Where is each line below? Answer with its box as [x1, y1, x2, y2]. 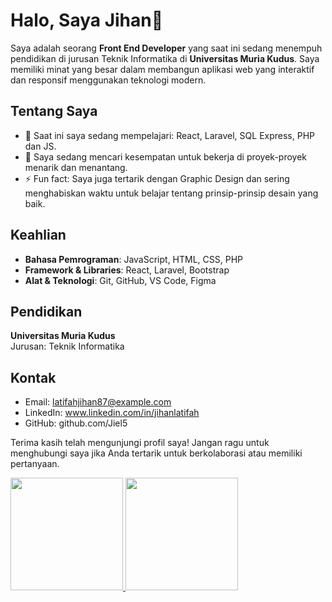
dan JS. [24, 140, 57, 152]
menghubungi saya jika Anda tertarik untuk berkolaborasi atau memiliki [10, 447, 303, 459]
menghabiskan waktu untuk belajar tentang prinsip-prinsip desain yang [24, 187, 319, 199]
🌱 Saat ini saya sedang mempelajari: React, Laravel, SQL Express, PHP [24, 129, 315, 141]
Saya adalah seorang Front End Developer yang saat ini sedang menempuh [10, 42, 323, 54]
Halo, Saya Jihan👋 [10, 9, 164, 32]
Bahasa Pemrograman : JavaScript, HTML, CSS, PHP [24, 253, 244, 265]
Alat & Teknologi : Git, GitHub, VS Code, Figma [24, 274, 217, 286]
